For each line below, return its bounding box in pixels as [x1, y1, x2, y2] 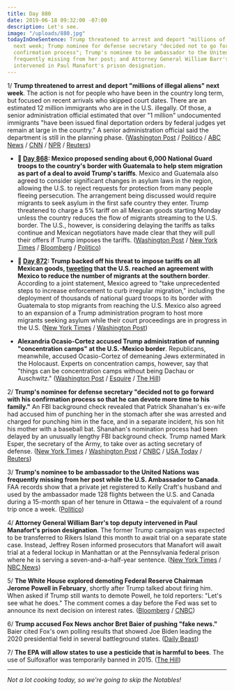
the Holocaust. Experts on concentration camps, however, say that [17, 359, 209, 367]
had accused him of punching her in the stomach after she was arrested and [7, 410, 227, 418]
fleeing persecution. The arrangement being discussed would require [17, 191, 217, 200]
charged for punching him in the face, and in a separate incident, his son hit [7, 417, 224, 426]
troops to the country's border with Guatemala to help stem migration [17, 161, 223, 170]
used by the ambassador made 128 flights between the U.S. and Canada [7, 490, 214, 498]
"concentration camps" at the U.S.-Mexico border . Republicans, [17, 344, 206, 352]
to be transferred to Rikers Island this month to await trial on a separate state [7, 533, 227, 542]
